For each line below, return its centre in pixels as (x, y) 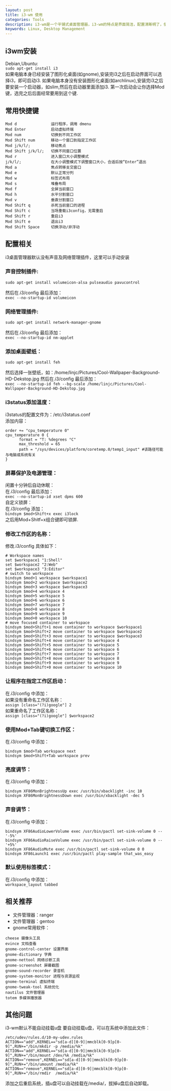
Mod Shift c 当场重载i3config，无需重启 (54, 211)
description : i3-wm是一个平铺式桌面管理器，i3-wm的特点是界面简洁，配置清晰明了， (84, 24)
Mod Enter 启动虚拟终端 (39, 129)
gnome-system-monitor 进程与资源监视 (42, 976)
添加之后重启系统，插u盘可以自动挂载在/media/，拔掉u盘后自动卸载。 (78, 1083)
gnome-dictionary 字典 (28, 954)
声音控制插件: (22, 272)
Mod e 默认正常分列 (39, 173)
